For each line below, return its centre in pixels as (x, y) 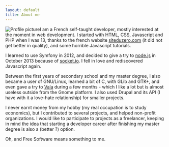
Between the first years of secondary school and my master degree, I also (83, 76)
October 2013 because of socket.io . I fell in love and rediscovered (74, 61)
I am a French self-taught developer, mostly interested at (99, 29)
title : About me (22, 15)
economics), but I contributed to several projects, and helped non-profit (81, 113)
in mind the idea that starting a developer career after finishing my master (82, 124)
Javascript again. (23, 66)
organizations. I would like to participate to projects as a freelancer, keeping (85, 118)
